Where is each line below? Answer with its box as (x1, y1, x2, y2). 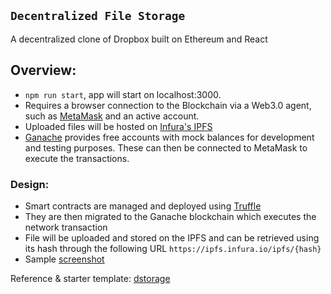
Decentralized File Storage (10, 9, 186, 24)
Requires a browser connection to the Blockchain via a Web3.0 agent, (24, 99, 312, 111)
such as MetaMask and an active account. (24, 110, 200, 122)
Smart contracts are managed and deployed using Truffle (24, 200, 262, 212)
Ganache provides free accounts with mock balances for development (24, 131, 315, 143)
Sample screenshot (24, 253, 105, 265)
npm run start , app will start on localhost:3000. (24, 88, 222, 100)
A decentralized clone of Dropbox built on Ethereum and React (10, 33, 268, 45)
